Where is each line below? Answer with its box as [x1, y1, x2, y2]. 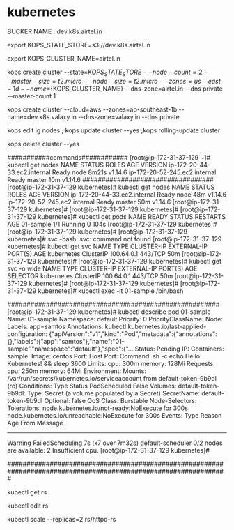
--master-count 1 [7, 91, 56, 100]
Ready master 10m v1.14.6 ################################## [7, 175, 214, 183]
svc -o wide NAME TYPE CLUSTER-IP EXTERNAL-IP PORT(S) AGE [7, 264, 198, 273]
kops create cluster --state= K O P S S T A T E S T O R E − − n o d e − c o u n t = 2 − [7, 68, 208, 77]
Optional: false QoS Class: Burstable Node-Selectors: [44, 396, 197, 404]
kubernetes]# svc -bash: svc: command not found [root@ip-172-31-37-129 [7, 234, 222, 243]
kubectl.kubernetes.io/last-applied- [104, 322, 207, 331]
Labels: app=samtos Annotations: [7, 322, 104, 331]
